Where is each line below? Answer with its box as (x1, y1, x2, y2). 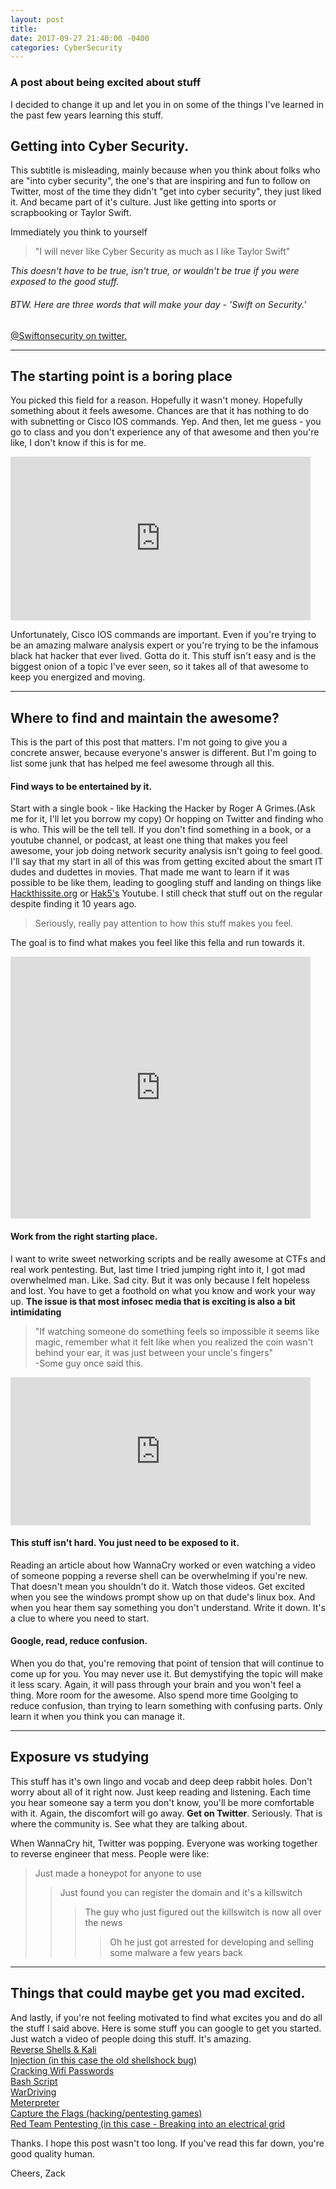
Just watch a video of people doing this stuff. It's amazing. (10, 2032, 252, 2045)
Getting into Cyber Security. (10, 137, 190, 155)
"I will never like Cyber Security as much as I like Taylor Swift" (34, 246, 291, 258)
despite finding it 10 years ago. (10, 898, 137, 910)
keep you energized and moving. (10, 671, 146, 683)
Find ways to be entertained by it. (10, 780, 153, 792)
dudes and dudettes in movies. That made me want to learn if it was (10, 866, 290, 878)
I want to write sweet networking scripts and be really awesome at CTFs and (10, 1252, 326, 1265)
